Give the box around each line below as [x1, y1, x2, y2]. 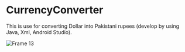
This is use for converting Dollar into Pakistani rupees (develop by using [6, 23, 180, 29]
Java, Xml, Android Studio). [6, 28, 72, 35]
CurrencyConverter [6, 3, 104, 17]
